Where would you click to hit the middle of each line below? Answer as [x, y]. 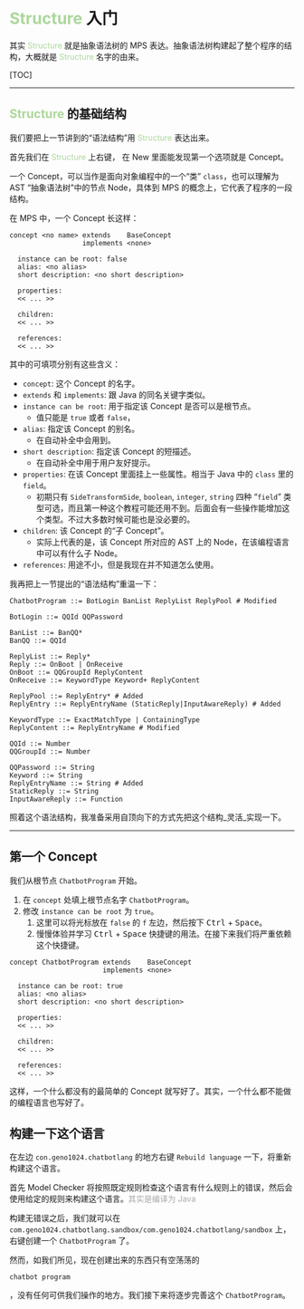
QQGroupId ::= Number [50, 751]
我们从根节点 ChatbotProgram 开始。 [76, 881]
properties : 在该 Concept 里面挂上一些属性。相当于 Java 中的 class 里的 [158, 474]
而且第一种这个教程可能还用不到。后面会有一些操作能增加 [175, 507]
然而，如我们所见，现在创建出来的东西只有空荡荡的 [104, 1260]
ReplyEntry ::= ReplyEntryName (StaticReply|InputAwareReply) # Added [145, 704]
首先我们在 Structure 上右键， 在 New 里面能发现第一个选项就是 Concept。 [149, 157]
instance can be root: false [72, 259]
